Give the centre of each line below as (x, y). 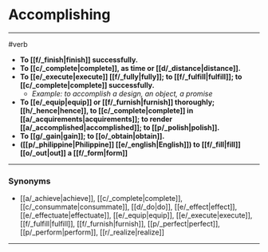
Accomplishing (59, 15)
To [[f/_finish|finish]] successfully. (79, 59)
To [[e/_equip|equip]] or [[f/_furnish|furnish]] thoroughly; (117, 102)
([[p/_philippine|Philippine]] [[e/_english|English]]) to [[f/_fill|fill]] (130, 144)
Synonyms (30, 181)
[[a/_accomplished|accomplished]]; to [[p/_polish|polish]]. (120, 127)
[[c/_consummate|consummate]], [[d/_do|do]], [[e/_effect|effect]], (128, 207)
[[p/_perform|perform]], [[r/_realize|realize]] (92, 232)
